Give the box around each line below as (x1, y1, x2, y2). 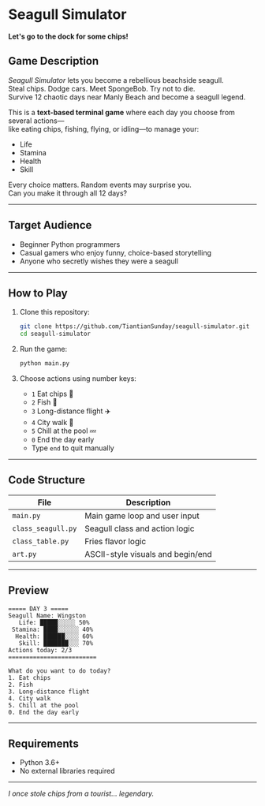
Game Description (8, 54, 99, 68)
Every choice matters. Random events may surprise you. (8, 180, 192, 189)
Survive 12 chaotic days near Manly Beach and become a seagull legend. (8, 92, 246, 102)
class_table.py (12, 536, 69, 546)
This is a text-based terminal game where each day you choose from (8, 107, 235, 117)
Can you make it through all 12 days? (8, 188, 128, 198)
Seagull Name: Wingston (8, 611, 87, 620)
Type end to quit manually (31, 443, 114, 453)
